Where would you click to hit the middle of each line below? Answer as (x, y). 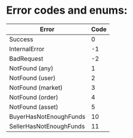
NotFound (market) (36, 87)
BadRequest (26, 58)
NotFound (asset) (34, 106)
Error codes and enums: (67, 10)
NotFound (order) (34, 97)
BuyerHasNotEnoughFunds (47, 117)
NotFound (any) (31, 68)
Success (21, 39)
